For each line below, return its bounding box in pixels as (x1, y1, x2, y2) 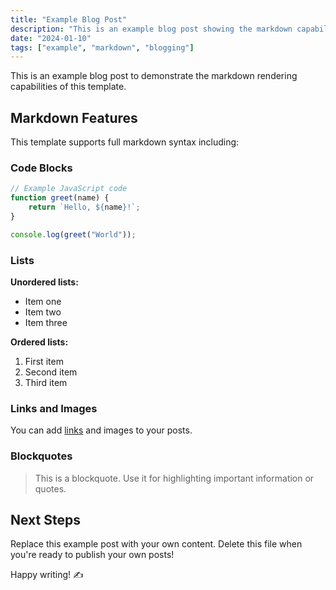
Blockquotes (10, 449, 73, 463)
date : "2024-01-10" (10, 33, 92, 43)
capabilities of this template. (10, 81, 127, 93)
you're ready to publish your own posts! (10, 549, 175, 561)
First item (24, 356, 64, 368)
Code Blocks (10, 161, 73, 175)
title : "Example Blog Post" (10, 14, 128, 25)
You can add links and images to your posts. (10, 424, 193, 436)
